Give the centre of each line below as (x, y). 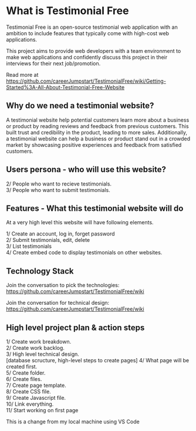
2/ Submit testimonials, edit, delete (48, 240)
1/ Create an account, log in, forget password (61, 234)
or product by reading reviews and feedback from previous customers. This (97, 126)
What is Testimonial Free (67, 11)
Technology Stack (40, 271)
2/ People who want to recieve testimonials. (59, 184)
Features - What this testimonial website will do (95, 208)
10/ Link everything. (30, 404)
